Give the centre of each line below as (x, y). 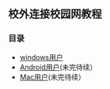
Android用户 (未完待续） (58, 67)
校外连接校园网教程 (55, 14)
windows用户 (41, 57)
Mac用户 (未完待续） (52, 76)
